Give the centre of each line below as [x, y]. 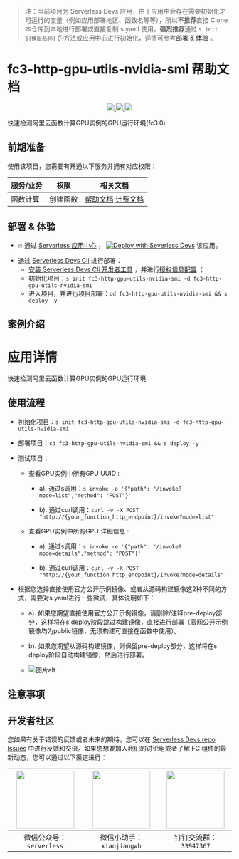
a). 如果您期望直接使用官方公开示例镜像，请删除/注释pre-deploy [122, 613]
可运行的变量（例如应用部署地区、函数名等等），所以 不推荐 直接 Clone [126, 20]
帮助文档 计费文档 [115, 199]
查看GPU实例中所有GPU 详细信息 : [79, 531]
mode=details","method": [76, 553]
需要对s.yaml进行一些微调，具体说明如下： [93, 598]
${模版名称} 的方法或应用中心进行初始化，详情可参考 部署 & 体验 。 [121, 38]
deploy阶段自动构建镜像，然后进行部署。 [88, 655]
